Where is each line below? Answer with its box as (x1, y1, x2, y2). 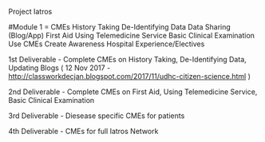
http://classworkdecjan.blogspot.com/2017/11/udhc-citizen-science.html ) (8, 72, 251, 81)
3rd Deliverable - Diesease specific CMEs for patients (8, 111, 185, 120)
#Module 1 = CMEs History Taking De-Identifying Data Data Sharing (8, 22, 231, 31)
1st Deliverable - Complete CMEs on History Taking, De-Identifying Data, (8, 55, 247, 64)
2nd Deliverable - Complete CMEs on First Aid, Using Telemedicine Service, (8, 87, 258, 97)
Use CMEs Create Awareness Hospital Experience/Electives (8, 39, 205, 49)
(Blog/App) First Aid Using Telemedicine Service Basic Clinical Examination (8, 31, 255, 40)
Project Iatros (8, 7, 53, 16)
